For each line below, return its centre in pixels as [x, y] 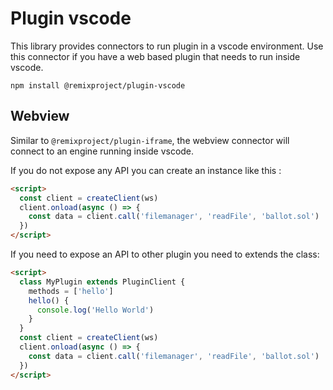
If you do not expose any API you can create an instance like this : [146, 170]
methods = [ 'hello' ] [71, 291]
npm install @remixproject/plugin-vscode [98, 85]
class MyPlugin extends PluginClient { [102, 282]
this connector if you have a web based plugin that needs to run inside [155, 56]
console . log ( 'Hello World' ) [95, 310]
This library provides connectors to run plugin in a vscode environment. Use [167, 46]
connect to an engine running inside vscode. [102, 151]
